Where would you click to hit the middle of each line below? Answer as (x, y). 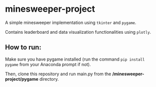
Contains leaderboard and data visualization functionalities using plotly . (78, 32)
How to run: (23, 47)
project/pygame (22, 79)
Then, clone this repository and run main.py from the (58, 74)
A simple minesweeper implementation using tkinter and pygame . (71, 22)
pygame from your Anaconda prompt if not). (48, 64)
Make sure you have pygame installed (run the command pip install (75, 59)
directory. (49, 79)
